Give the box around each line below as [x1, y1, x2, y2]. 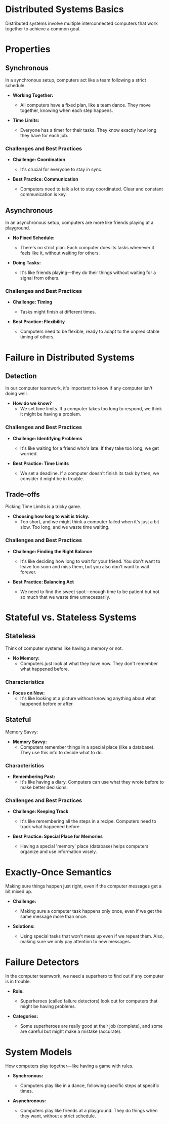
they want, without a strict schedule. [20, 1113, 96, 1119]
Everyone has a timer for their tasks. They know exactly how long [20, 127, 157, 133]
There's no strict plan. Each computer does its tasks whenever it [20, 245, 154, 251]
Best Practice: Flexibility [12, 319, 65, 325]
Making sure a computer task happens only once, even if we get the [20, 908, 162, 914]
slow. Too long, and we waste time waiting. [20, 524, 110, 530]
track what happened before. [20, 824, 81, 830]
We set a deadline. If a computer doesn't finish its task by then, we [20, 470, 159, 476]
